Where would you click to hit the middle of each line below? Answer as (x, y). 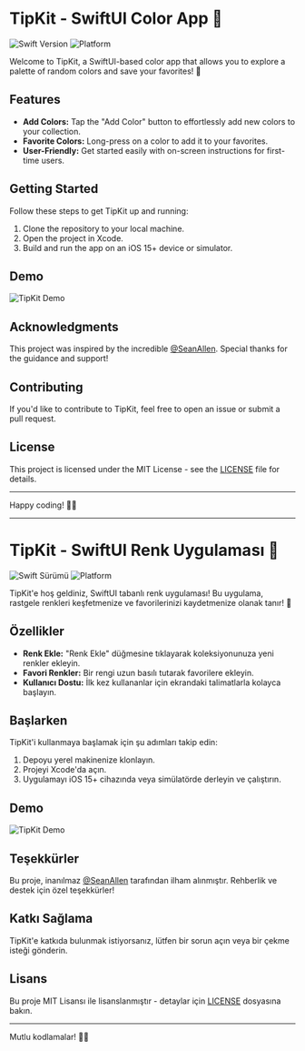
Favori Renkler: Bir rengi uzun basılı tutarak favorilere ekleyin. (138, 672)
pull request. (33, 419)
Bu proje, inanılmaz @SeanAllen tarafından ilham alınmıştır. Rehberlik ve (143, 880)
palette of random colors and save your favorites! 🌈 (105, 71)
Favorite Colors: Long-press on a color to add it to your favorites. (145, 141)
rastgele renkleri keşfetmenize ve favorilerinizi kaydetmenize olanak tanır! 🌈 (151, 602)
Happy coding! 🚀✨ (43, 505)
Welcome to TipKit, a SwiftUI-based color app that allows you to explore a (148, 61)
